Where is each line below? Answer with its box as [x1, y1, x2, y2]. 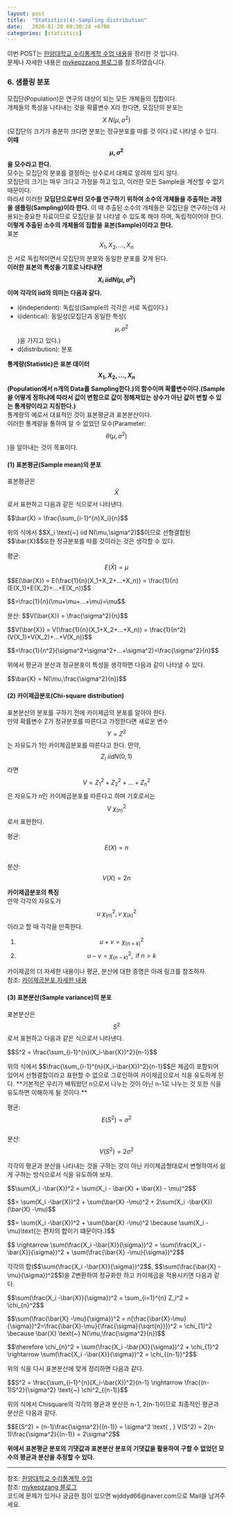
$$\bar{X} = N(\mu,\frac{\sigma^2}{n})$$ [7, 674, 127, 683]
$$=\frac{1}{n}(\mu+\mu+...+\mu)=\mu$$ [7, 597, 126, 606]
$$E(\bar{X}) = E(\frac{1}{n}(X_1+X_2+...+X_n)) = [7, 577, 147, 585]
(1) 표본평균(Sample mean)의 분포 [7, 460, 102, 469]
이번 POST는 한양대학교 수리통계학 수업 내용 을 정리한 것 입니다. [7, 49, 179, 58]
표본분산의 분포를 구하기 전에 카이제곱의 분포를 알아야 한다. [7, 708, 166, 716]
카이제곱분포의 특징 [7, 888, 60, 896]
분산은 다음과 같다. [7, 1408, 58, 1417]
